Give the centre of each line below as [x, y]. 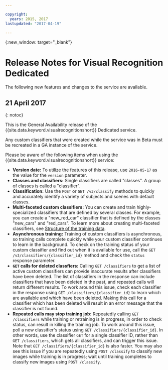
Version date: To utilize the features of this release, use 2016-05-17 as [85, 170]
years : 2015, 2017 [29, 19]
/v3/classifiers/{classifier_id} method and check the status [78, 255]
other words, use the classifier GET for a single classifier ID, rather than [85, 335]
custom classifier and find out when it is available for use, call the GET [84, 250]
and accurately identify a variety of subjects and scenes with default [83, 197]
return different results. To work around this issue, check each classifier [87, 287]
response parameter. [34, 261]
